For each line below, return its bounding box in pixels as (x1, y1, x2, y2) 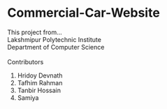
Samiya (17, 93, 39, 102)
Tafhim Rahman (17, 78, 63, 87)
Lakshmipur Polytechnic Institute (7, 35, 101, 43)
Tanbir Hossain (17, 86, 61, 94)
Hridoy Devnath (17, 71, 63, 80)
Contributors (7, 57, 44, 66)
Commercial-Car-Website (7, 5, 161, 21)
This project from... (7, 28, 63, 36)
